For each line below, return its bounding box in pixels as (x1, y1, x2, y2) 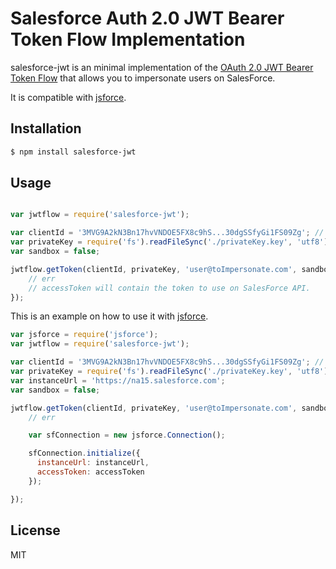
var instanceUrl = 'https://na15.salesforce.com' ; (10, 375, 226, 386)
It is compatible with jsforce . (10, 91, 127, 103)
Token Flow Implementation (10, 28, 246, 51)
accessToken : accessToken (36, 467, 145, 477)
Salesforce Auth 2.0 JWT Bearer (10, 7, 285, 30)
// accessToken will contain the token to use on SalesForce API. (28, 283, 311, 293)
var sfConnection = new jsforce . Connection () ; (28, 430, 226, 441)
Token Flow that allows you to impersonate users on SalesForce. (10, 72, 276, 84)
